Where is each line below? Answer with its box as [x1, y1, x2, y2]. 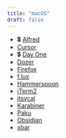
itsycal [16, 94, 36, 102]
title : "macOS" [7, 10, 50, 17]
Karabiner [16, 101, 45, 109]
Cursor [16, 42, 37, 51]
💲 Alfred [16, 35, 40, 43]
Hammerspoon [16, 79, 59, 87]
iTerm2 [16, 87, 37, 95]
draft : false [7, 16, 44, 23]
